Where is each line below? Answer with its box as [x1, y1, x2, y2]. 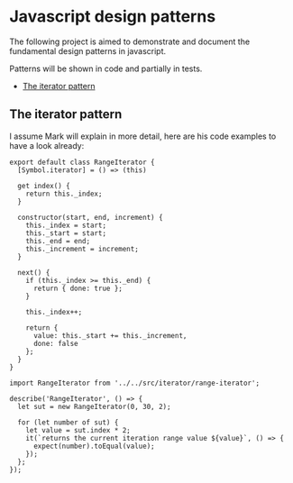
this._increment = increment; [25, 244, 140, 253]
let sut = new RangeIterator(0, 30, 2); [17, 402, 171, 411]
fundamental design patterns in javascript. [9, 45, 167, 56]
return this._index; [25, 189, 103, 198]
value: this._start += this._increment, [32, 331, 188, 340]
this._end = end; [25, 236, 91, 245]
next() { [17, 268, 50, 277]
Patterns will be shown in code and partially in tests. [9, 63, 203, 74]
